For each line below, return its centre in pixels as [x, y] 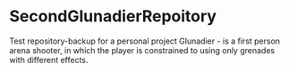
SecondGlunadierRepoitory [113, 16]
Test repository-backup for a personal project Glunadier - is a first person [144, 41]
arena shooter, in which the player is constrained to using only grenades [142, 50]
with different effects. [49, 60]
